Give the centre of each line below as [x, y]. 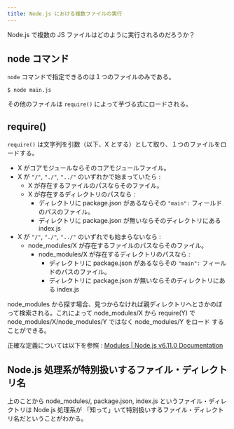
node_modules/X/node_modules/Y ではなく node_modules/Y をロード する [116, 322]
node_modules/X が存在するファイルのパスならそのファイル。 [118, 245]
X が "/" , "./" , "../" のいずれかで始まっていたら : [89, 177]
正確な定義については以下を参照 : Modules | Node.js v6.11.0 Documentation [115, 346]
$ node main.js [29, 90]
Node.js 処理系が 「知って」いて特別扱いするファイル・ [113, 410]
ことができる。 [29, 331]
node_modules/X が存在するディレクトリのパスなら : [114, 254]
